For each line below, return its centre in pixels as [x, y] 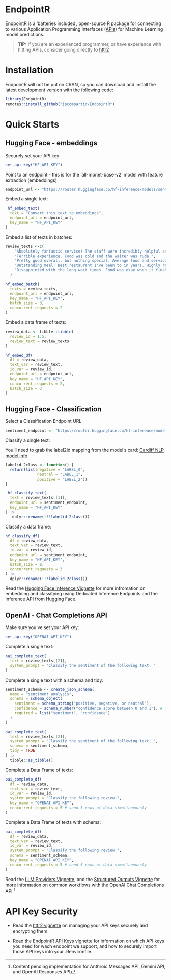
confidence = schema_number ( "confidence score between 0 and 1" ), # [89, 708]
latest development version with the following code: [59, 90]
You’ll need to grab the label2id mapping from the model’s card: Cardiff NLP [85, 450]
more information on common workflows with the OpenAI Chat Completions [85, 885]
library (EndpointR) [26, 99]
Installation [30, 70]
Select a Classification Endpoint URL [44, 421]
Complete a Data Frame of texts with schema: [53, 822]
